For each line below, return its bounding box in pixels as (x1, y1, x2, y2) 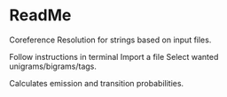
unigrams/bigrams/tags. (9, 61, 98, 71)
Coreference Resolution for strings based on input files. (9, 34, 212, 45)
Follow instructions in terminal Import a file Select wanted (9, 51, 219, 62)
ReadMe (9, 5, 72, 26)
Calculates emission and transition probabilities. (9, 78, 184, 88)
